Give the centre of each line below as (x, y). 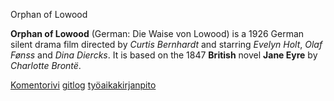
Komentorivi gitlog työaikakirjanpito (83, 85)
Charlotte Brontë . (46, 65)
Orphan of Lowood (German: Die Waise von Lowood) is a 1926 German (157, 33)
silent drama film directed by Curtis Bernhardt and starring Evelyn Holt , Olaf (166, 44)
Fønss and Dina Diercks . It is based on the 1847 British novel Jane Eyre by (164, 55)
